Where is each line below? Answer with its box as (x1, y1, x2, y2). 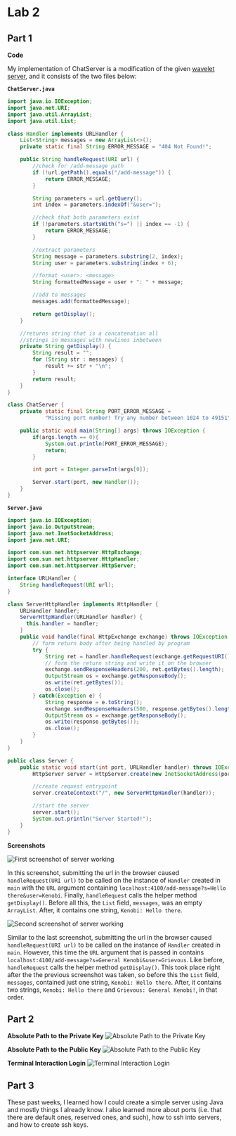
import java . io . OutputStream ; (7, 523, 96, 530)
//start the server (32, 803, 90, 810)
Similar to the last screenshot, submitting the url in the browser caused (7, 933, 212, 941)
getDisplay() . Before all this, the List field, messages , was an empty (7, 898, 202, 907)
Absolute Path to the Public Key (7, 1045, 102, 1054)
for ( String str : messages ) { (32, 356, 124, 363)
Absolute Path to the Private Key (7, 1032, 104, 1040)
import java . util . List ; (7, 117, 77, 125)
